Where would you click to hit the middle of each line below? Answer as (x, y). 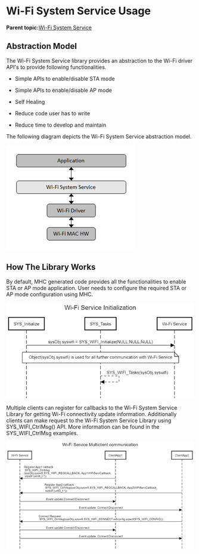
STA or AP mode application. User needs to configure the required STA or (97, 288)
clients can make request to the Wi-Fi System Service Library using (89, 420)
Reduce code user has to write (52, 113)
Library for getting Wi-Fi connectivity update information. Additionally (91, 414)
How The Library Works (51, 267)
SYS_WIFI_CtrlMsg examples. (42, 433)
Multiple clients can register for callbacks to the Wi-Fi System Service (92, 408)
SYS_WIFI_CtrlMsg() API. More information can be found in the (83, 427)
